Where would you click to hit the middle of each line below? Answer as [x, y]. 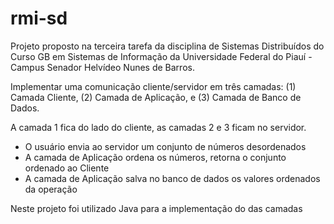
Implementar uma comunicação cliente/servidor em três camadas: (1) [153, 86]
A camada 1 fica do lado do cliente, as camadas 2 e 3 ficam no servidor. [158, 127]
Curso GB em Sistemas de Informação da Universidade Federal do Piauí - [161, 56]
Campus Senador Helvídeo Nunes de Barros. [102, 67]
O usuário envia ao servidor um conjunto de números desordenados [165, 146]
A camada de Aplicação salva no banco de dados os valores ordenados [172, 178]
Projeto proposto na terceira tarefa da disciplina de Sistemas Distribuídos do [167, 46]
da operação [51, 189]
